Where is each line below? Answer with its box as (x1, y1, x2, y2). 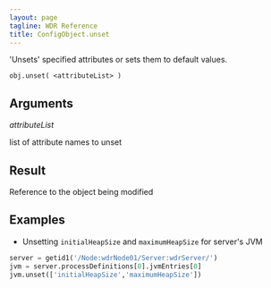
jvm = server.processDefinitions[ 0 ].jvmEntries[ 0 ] (9, 261, 202, 271)
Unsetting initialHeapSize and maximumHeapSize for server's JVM (21, 236, 263, 247)
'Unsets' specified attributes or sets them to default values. (9, 55, 228, 65)
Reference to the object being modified (9, 187, 154, 197)
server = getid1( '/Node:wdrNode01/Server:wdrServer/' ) (9, 253, 218, 262)
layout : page (9, 13, 58, 22)
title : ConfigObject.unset (9, 30, 110, 38)
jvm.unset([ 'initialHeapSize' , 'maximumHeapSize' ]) (9, 270, 202, 279)
